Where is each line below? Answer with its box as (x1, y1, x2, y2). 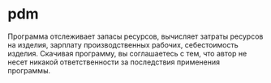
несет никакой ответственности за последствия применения (7, 57, 221, 67)
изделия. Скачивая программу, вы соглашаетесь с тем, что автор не (7, 48, 247, 58)
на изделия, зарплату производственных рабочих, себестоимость (7, 39, 239, 49)
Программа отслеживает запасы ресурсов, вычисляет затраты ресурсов (7, 31, 264, 41)
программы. (7, 65, 50, 75)
